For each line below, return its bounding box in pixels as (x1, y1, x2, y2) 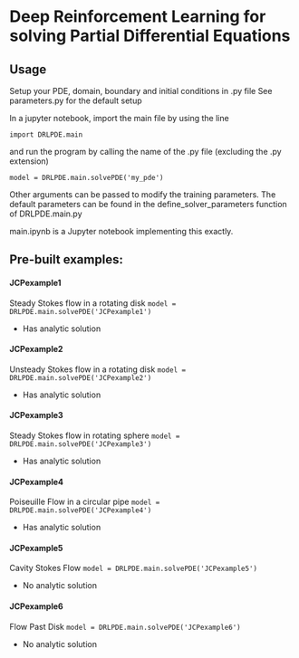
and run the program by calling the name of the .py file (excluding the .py (9, 147, 283, 157)
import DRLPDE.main (9, 130, 83, 139)
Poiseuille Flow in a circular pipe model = (9, 496, 160, 508)
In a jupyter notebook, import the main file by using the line (9, 113, 229, 123)
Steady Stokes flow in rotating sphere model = (9, 430, 180, 441)
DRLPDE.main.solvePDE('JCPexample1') (9, 307, 152, 316)
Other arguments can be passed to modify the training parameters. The (9, 189, 276, 200)
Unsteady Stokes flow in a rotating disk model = (9, 364, 187, 375)
